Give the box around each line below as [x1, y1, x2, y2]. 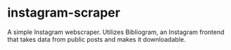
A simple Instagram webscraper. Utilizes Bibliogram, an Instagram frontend [7, 28, 225, 36]
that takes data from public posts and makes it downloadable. [7, 35, 186, 43]
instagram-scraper [7, 5, 121, 21]
